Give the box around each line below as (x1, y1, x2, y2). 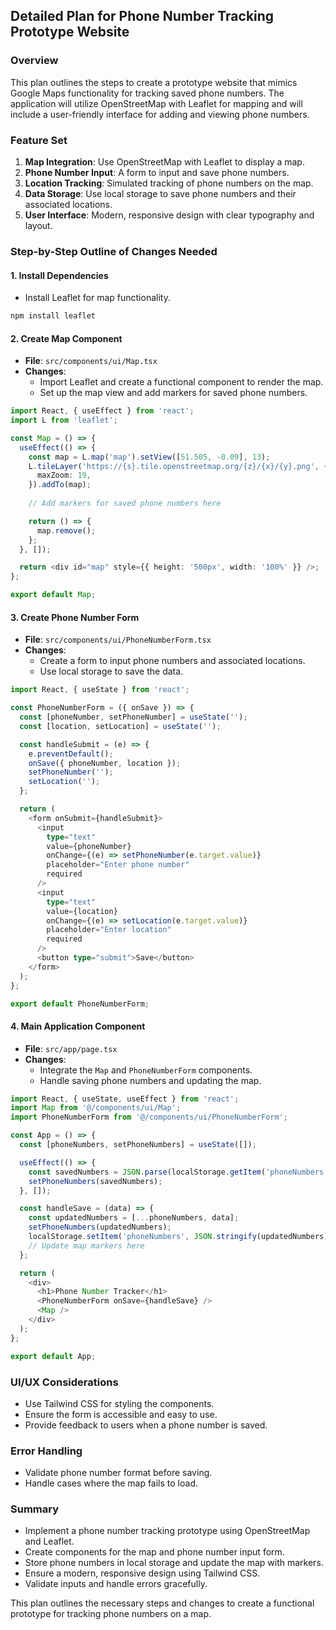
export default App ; (10, 1351, 97, 1361)
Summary (10, 1502, 60, 1516)
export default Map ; (10, 590, 97, 600)
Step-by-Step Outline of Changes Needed (10, 244, 218, 258)
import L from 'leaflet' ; (10, 415, 118, 426)
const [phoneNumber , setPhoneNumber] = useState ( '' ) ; (19, 712, 248, 723)
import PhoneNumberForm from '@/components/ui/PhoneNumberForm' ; (10, 1112, 288, 1123)
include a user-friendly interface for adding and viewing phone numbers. (10, 108, 310, 120)
